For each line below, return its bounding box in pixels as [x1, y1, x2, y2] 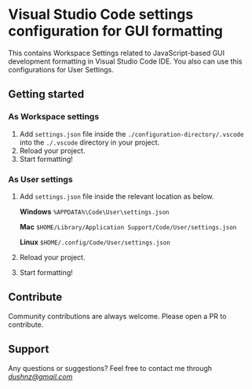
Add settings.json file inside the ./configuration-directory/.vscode [19, 129, 244, 138]
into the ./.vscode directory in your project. [19, 138, 160, 147]
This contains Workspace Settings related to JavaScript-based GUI [8, 48, 225, 57]
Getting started [8, 88, 85, 101]
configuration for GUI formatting [8, 22, 224, 40]
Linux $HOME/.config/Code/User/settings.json [19, 237, 170, 247]
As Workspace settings [8, 112, 100, 123]
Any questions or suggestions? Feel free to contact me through [8, 363, 213, 372]
